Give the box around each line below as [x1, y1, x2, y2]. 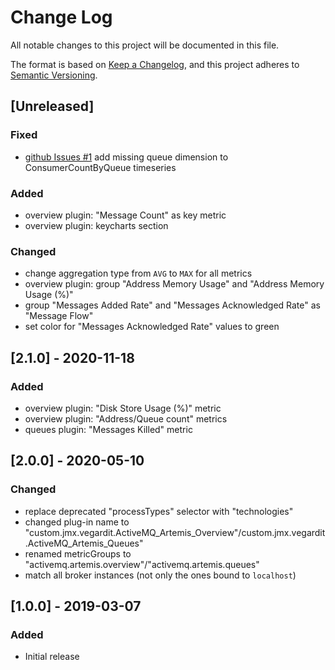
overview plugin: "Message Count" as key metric [24, 209, 227, 221]
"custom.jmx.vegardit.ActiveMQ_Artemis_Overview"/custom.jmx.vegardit [24, 526, 326, 538]
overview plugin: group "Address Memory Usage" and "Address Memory [24, 278, 325, 290]
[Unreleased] [10, 98, 95, 115]
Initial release [24, 651, 80, 663]
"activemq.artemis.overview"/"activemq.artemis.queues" [24, 558, 260, 570]
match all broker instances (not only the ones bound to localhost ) [24, 569, 297, 581]
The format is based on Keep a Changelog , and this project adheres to [10, 58, 300, 70]
